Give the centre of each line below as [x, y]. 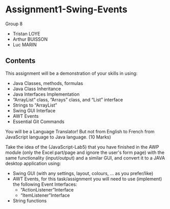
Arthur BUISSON [30, 39]
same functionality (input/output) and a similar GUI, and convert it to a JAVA [85, 158]
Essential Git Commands [39, 121]
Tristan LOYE [26, 33]
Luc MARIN [25, 44]
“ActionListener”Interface [47, 189]
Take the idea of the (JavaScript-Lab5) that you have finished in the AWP [82, 147]
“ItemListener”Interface [45, 195]
